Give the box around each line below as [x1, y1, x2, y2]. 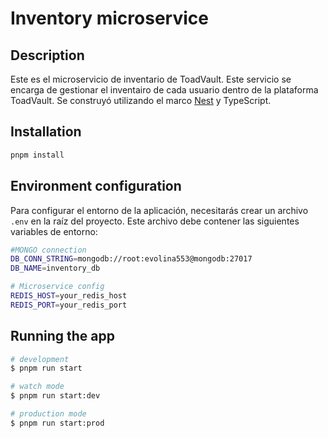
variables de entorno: [10, 225, 98, 237]
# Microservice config [10, 282, 105, 292]
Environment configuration [10, 178, 182, 195]
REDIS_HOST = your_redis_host [10, 291, 128, 301]
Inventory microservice [10, 7, 209, 30]
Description [10, 47, 85, 64]
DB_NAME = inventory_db [10, 263, 101, 274]
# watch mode [10, 382, 65, 392]
